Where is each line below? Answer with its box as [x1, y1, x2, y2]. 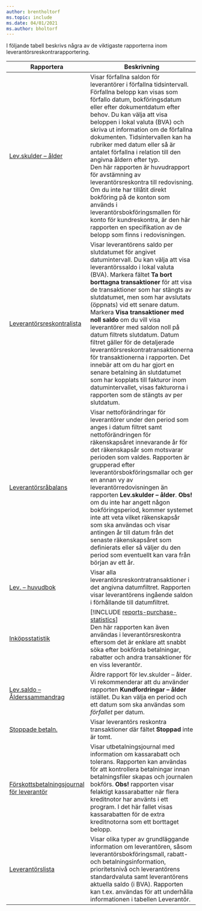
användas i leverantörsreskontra [90, 631, 182, 639]
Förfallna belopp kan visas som [90, 88, 179, 96]
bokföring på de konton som [90, 193, 170, 201]
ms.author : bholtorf [6, 25, 58, 32]
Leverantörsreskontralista [9, 319, 82, 328]
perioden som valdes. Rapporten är [90, 453, 190, 462]
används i [90, 201, 118, 209]
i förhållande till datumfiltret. [90, 598, 170, 607]
